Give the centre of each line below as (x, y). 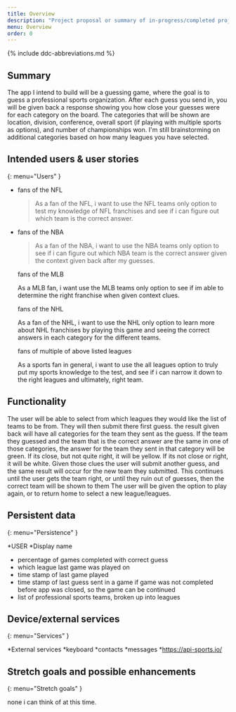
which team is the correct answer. (84, 218)
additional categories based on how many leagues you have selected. (108, 137)
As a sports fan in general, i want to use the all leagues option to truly (118, 364)
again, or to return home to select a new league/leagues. (89, 493)
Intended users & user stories (73, 159)
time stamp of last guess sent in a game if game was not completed (115, 582)
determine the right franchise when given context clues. (99, 295)
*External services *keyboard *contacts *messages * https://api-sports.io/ (115, 649)
